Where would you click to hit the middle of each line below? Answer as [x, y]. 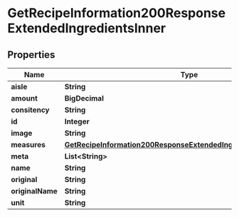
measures [28, 145]
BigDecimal [84, 98]
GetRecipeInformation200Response [117, 13]
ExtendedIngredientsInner [86, 28]
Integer [77, 121]
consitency [30, 110]
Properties [31, 55]
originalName [34, 191]
